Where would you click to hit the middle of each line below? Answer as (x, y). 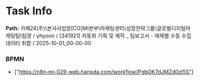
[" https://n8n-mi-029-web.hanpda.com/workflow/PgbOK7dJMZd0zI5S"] (104, 72)
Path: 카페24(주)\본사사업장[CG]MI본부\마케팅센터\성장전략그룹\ (81, 28)
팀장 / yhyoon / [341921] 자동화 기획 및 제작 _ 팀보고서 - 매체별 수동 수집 (107, 35)
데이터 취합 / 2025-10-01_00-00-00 (49, 43)
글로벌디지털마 (174, 28)
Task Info (29, 11)
